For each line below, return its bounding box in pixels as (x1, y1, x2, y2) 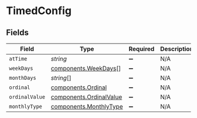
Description (160, 45, 193, 53)
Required (128, 45, 155, 53)
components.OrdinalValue (50, 93, 123, 101)
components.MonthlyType (50, 103, 123, 110)
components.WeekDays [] (50, 65, 121, 72)
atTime (9, 56, 28, 62)
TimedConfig (6, 4, 72, 18)
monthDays (9, 75, 36, 81)
